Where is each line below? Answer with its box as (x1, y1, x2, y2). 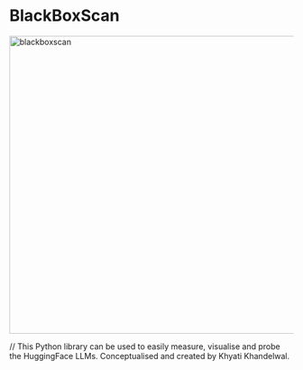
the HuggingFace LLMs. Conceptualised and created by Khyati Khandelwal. (9, 350, 290, 361)
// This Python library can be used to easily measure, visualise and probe (9, 340, 281, 352)
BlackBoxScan (9, 5, 120, 26)
